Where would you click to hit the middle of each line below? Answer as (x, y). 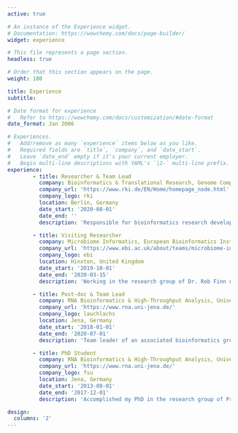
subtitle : (22, 98)
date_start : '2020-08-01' (77, 209)
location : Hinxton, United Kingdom (91, 262)
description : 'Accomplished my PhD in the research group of (131, 399)
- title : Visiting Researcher (77, 235)
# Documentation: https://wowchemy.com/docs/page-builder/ (96, 33)
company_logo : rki (66, 196)
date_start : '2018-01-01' (77, 327)
